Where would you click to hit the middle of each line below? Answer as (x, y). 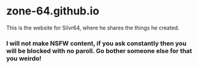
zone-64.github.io (53, 11)
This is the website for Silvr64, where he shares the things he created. (93, 28)
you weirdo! (24, 58)
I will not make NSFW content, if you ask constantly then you (97, 43)
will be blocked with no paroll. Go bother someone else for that (99, 51)
